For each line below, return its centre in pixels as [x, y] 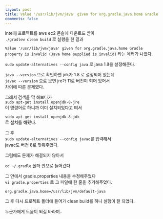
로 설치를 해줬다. [21, 122]
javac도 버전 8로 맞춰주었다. [32, 145]
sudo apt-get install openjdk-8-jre [42, 102]
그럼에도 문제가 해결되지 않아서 [35, 155]
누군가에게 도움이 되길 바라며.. [34, 212]
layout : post [18, 10]
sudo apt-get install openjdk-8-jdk [42, 117]
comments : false [21, 19]
